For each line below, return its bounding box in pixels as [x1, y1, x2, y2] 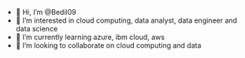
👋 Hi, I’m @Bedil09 [15, 8, 76, 16]
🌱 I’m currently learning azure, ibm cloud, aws [15, 32, 165, 42]
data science [15, 24, 58, 33]
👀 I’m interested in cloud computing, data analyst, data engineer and [15, 16, 238, 25]
